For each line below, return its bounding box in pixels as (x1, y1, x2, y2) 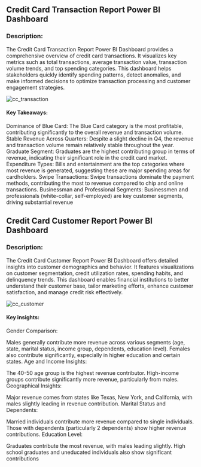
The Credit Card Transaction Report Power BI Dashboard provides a (6, 45, 173, 53)
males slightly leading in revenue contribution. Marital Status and (6, 400, 166, 407)
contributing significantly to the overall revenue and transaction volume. (6, 129, 184, 136)
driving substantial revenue (6, 199, 74, 206)
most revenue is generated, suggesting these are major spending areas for (6, 167, 190, 174)
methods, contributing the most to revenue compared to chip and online (6, 179, 184, 187)
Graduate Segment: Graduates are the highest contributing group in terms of (6, 148, 195, 155)
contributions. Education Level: (6, 431, 83, 438)
